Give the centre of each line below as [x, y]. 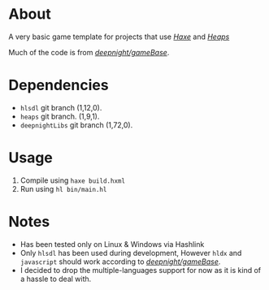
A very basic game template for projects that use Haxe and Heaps [119, 37]
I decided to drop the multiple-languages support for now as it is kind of [141, 270]
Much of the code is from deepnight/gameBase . [89, 52]
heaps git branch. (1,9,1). [60, 116]
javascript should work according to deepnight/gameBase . [120, 262]
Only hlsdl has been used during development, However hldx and [131, 253]
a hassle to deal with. [56, 279]
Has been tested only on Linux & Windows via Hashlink [112, 244]
